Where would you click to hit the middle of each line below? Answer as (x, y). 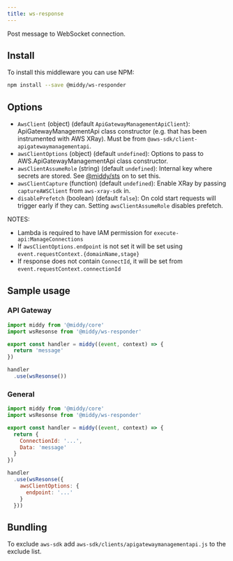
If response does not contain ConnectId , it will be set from (100, 261)
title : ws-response (36, 14)
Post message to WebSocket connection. (66, 34)
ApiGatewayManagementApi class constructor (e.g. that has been (112, 132)
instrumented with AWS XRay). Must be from (82, 139)
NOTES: (18, 219)
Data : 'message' (44, 447)
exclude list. (24, 552)
